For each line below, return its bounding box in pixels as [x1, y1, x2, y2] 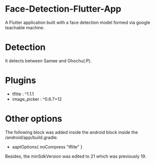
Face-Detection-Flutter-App [5, 3, 121, 15]
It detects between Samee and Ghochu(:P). [5, 57, 92, 64]
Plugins [5, 75, 37, 86]
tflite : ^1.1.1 [12, 91, 34, 97]
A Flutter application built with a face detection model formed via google [5, 19, 150, 25]
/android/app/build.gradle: [5, 134, 58, 140]
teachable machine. [5, 24, 45, 30]
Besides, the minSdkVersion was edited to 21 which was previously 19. [5, 153, 147, 159]
